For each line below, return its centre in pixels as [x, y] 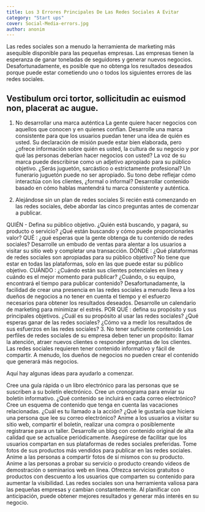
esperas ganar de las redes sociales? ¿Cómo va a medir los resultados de [99, 323]
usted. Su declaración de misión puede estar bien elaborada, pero [99, 142]
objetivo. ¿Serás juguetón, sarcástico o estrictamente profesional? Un [103, 169]
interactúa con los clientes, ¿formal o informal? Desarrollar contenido [102, 181]
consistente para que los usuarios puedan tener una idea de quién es [102, 136]
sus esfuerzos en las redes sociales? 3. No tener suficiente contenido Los [99, 329]
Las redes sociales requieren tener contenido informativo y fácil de [91, 349]
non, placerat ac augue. [53, 108]
